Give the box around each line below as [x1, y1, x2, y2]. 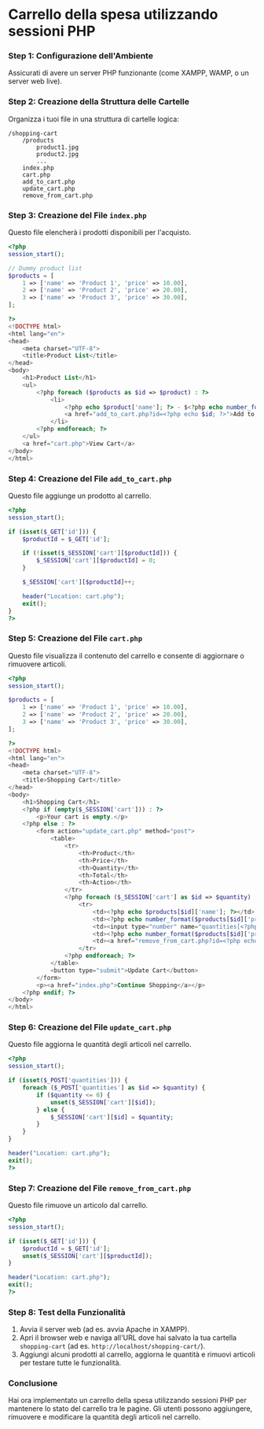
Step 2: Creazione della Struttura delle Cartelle [8, 96, 190, 107]
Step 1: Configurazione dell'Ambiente [8, 50, 153, 61]
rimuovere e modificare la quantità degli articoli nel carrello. [8, 1412, 201, 1422]
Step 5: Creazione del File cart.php [8, 633, 143, 644]
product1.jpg [36, 143, 79, 151]
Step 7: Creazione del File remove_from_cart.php [8, 1182, 192, 1193]
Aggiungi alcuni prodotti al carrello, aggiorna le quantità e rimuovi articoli [19, 1349, 255, 1360]
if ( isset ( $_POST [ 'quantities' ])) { [8, 1077, 128, 1085]
